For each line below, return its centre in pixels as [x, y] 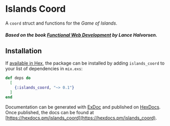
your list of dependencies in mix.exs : [44, 69]
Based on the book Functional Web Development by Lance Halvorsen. [81, 35]
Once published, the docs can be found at [50, 112]
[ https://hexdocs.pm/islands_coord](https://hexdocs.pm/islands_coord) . [81, 118]
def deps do [18, 78]
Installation [24, 51]
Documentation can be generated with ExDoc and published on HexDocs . [83, 107]
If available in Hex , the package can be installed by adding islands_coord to [85, 63]
